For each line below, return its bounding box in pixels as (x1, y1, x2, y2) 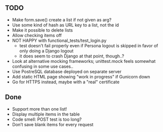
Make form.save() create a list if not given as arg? (12, 17, 112, 22)
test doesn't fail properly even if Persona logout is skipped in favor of (19, 42, 158, 48)
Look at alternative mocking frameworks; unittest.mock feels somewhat (12, 58, 156, 64)
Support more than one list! (12, 106, 67, 112)
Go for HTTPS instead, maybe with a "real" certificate (12, 79, 120, 85)
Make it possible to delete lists (12, 27, 73, 33)
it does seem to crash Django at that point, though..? (19, 53, 125, 59)
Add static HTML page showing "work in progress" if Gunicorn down (12, 74, 150, 79)
